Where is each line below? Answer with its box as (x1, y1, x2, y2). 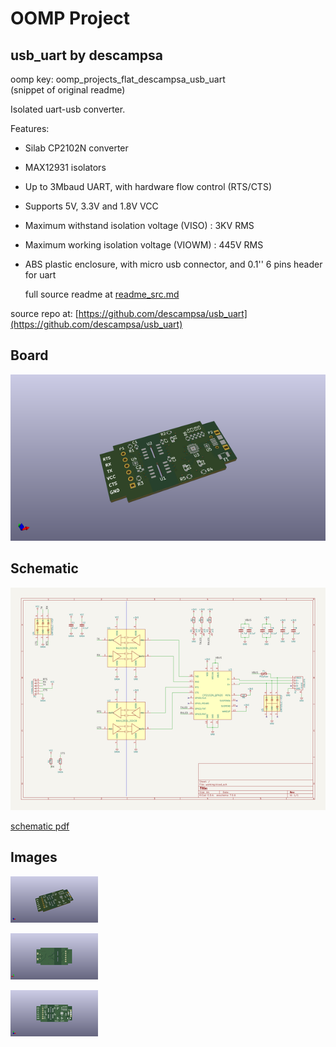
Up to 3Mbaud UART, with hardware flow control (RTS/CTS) (24, 181, 272, 192)
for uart (24, 269, 57, 281)
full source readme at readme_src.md (24, 288, 180, 300)
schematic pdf (10, 820, 70, 832)
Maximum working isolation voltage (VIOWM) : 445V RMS (24, 239, 264, 251)
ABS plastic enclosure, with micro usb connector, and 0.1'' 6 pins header (24, 258, 323, 270)
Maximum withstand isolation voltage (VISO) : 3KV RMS (24, 220, 255, 231)
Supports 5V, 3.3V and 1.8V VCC (24, 200, 159, 212)
